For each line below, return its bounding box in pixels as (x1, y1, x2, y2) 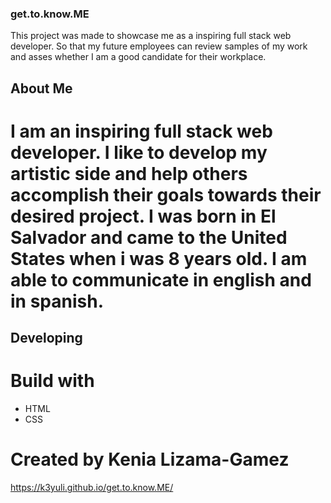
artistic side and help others (10, 162, 248, 185)
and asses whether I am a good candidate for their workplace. (10, 51, 267, 63)
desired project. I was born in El (10, 205, 277, 227)
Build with (10, 370, 95, 392)
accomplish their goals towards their (10, 183, 322, 206)
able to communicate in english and (10, 268, 312, 291)
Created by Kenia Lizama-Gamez (10, 448, 290, 471)
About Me (10, 80, 73, 97)
